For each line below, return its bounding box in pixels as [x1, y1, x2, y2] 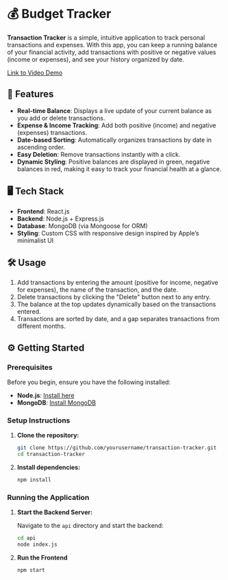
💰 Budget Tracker [7, 6, 112, 22]
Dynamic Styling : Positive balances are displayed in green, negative [16, 157, 210, 166]
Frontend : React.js [16, 207, 70, 215]
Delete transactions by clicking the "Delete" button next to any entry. [16, 293, 211, 301]
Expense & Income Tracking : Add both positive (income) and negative [16, 121, 216, 129]
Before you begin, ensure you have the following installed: [7, 378, 171, 386]
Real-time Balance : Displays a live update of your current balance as [16, 106, 212, 114]
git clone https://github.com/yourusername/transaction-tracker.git [16, 444, 217, 451]
